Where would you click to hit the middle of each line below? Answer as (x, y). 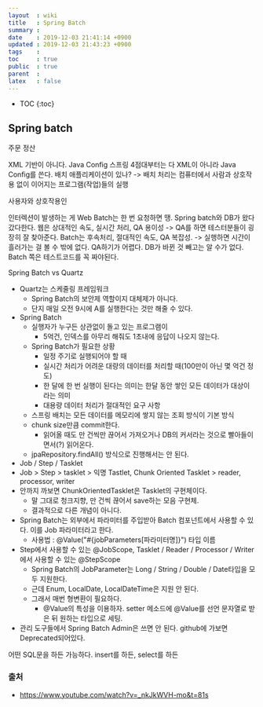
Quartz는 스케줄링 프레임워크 (64, 289)
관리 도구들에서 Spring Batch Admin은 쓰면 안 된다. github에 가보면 (124, 628)
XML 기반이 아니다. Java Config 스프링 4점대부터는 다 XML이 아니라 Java (122, 165)
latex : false (35, 81)
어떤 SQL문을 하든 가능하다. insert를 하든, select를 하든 (93, 655)
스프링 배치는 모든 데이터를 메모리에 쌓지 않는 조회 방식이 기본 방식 (133, 415)
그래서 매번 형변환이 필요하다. (76, 599)
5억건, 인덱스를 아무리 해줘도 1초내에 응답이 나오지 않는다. (131, 337)
